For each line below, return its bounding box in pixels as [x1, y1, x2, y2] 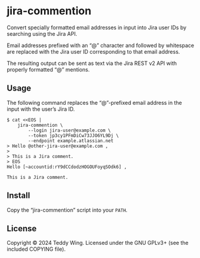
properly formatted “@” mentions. [7, 66, 90, 73]
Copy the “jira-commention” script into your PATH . [7, 206, 127, 213]
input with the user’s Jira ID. [7, 105, 75, 113]
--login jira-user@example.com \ [28, 127, 111, 133]
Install [7, 191, 30, 201]
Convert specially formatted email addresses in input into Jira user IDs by [7, 24, 187, 31]
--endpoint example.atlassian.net [28, 138, 114, 144]
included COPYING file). [7, 245, 66, 253]
